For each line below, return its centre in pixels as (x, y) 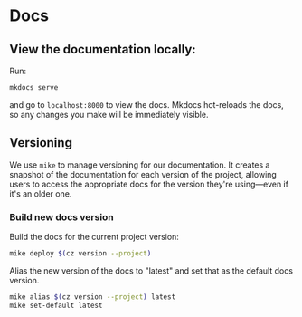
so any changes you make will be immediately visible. (109, 114)
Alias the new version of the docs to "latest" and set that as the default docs (151, 270)
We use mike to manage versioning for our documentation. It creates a (140, 165)
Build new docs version (62, 216)
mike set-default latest (56, 305)
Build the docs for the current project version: (94, 236)
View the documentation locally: (103, 49)
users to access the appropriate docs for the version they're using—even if (149, 184)
